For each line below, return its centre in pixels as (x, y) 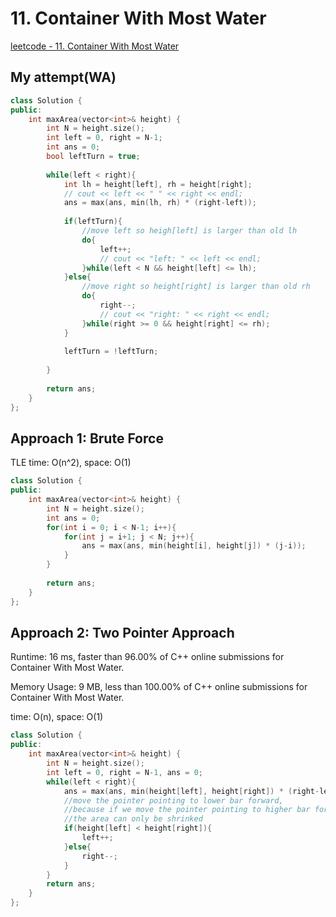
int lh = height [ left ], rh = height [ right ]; (158, 184)
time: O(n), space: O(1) (57, 717)
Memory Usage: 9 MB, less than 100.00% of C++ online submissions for (159, 687)
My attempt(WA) (63, 77)
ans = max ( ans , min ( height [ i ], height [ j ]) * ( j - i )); (194, 546)
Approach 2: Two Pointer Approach (122, 632)
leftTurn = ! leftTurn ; (111, 352)
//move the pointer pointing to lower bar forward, (173, 800)
